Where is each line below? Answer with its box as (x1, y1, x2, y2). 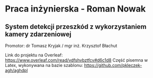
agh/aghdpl (5, 67, 28, 73)
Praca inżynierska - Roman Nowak (5, 3, 146, 14)
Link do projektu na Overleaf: (5, 52, 63, 58)
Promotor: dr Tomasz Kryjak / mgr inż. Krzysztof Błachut (5, 43, 117, 49)
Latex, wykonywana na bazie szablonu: (5, 63, 83, 68)
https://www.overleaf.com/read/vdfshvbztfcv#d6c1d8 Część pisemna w (5, 57, 148, 63)
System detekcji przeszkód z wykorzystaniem (5, 23, 147, 31)
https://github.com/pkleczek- (83, 63, 142, 68)
